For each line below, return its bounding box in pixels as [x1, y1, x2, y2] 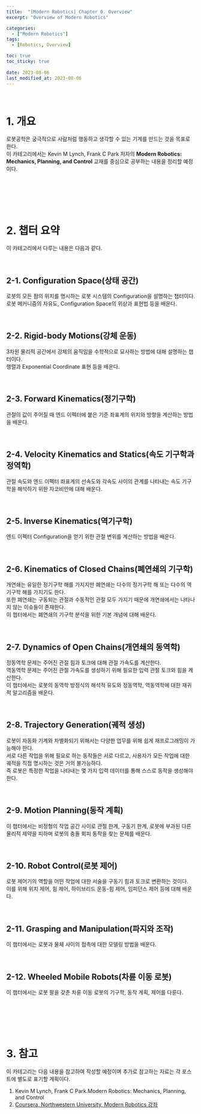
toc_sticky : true [6, 58, 50, 64]
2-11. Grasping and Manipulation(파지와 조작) [6, 924, 174, 934]
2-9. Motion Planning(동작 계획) [6, 805, 124, 816]
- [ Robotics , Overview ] [11, 42, 71, 48]
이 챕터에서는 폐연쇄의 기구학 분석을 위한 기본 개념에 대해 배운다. [6, 611, 157, 618]
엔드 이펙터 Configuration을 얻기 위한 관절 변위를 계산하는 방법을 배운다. [6, 533, 176, 540]
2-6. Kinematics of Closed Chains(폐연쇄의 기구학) [6, 564, 193, 574]
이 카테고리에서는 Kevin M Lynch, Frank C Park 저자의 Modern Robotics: [6, 151, 182, 158]
